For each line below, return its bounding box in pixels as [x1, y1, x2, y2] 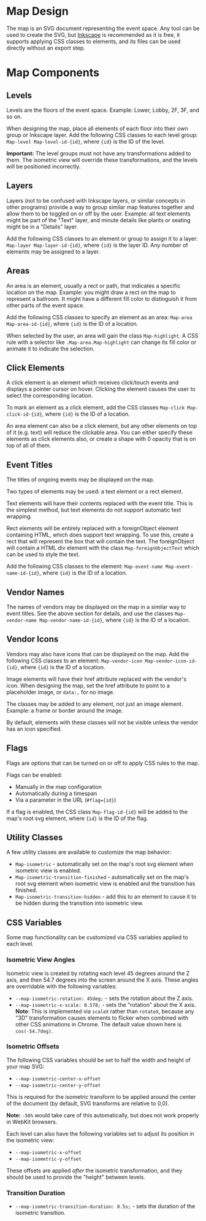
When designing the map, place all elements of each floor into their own [6, 125, 188, 132]
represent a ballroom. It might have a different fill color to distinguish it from [6, 295, 197, 302]
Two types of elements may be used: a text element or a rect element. [6, 488, 183, 495]
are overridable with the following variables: [6, 982, 117, 990]
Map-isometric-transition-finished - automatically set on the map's [15, 874, 189, 881]
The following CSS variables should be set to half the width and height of [6, 1056, 191, 1063]
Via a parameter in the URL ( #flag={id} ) [15, 796, 116, 804]
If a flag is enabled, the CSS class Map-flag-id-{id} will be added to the [6, 808, 188, 815]
